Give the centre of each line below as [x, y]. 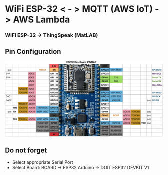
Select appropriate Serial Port [43, 162]
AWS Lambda [42, 20]
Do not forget [26, 150]
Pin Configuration [33, 52]
